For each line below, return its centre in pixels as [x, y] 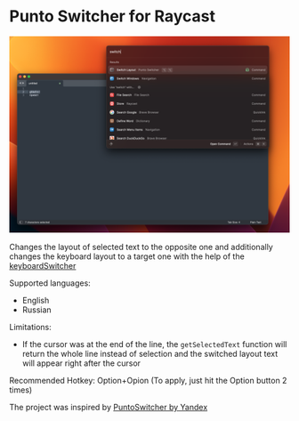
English [36, 301]
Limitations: [30, 328]
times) [21, 390]
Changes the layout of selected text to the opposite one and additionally [141, 247]
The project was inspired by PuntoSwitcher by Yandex [109, 408]
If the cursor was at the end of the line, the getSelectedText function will [154, 344]
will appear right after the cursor [81, 363]
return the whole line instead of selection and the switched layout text [150, 354]
